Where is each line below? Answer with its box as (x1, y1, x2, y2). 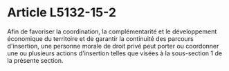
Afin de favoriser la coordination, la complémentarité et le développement (7, 27, 217, 35)
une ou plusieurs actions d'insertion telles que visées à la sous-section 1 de (7, 49, 223, 57)
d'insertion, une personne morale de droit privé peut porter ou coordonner (7, 42, 219, 50)
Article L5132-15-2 (7, 5, 116, 20)
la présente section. (7, 56, 64, 64)
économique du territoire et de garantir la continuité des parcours (7, 34, 194, 42)
